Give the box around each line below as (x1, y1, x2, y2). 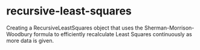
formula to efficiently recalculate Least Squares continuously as (33, 30, 192, 37)
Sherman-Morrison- (144, 24, 195, 31)
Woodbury (6, 30, 33, 37)
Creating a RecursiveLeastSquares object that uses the (6, 24, 143, 31)
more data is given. (6, 37, 54, 44)
